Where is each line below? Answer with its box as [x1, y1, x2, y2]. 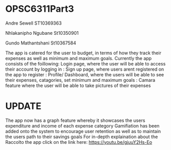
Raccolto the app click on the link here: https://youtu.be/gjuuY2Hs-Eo [5, 139, 153, 145]
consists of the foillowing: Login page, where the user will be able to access [5, 60, 166, 67]
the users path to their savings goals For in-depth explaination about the [5, 134, 158, 140]
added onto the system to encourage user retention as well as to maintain [5, 128, 161, 134]
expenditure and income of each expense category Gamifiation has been [5, 122, 160, 128]
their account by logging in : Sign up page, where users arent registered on [5, 66, 164, 72]
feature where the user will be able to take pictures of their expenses [5, 82, 151, 89]
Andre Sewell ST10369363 [5, 20, 62, 26]
